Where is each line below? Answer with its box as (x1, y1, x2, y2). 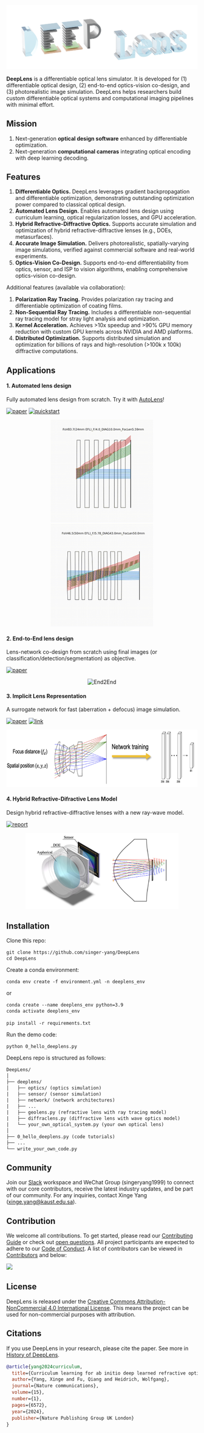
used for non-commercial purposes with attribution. (6, 1311, 135, 1318)
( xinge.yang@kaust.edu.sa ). (6, 1198, 77, 1206)
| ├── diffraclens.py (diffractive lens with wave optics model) (6, 1116, 181, 1122)
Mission (6, 119, 38, 129)
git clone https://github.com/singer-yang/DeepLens (6, 949, 140, 956)
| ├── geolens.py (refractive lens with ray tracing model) (6, 1109, 167, 1116)
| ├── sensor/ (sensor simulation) (6, 1091, 102, 1097)
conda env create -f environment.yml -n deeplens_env (6, 979, 146, 985)
